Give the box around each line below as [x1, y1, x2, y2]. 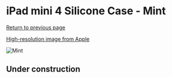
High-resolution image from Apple [6, 35, 90, 42]
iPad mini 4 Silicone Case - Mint [6, 4, 166, 18]
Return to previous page [6, 24, 65, 31]
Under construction [6, 64, 80, 74]
